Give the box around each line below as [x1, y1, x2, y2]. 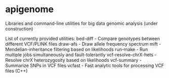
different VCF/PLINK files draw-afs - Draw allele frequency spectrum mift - [5, 41, 161, 47]
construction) [5, 25, 33, 31]
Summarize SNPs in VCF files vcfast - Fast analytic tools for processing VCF [5, 62, 164, 68]
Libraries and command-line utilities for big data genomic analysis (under [5, 20, 158, 26]
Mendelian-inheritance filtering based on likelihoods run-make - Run [5, 46, 148, 52]
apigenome [5, 4, 54, 15]
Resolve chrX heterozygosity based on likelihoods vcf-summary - [5, 57, 142, 63]
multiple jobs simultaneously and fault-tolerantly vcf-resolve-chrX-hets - [5, 52, 157, 58]
